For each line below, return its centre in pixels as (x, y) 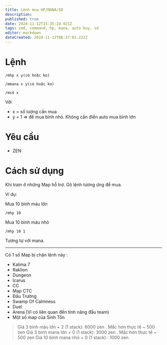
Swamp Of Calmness (34, 301)
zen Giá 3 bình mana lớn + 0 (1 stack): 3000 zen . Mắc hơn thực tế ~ (87, 332)
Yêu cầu (22, 137)
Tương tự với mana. (25, 240)
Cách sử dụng (35, 171)
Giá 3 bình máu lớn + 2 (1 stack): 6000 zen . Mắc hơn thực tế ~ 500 (86, 327)
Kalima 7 (21, 264)
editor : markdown (23, 33)
